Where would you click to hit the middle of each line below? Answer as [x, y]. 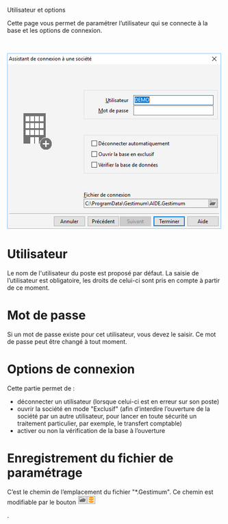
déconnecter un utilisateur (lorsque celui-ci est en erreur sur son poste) [118, 401]
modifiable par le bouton [42, 502]
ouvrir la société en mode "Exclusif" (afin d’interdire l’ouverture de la [113, 409]
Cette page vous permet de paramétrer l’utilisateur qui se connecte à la [107, 23]
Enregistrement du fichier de [90, 458]
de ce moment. [28, 288]
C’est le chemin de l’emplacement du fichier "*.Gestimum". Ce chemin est [110, 492]
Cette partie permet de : [41, 388]
